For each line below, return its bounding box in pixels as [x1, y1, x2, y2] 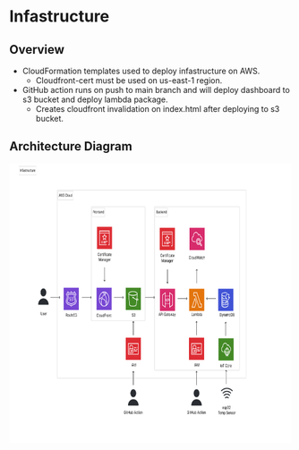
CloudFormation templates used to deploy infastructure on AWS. [21, 65, 261, 76]
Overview [9, 42, 65, 57]
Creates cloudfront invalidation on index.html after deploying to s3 [35, 104, 280, 114]
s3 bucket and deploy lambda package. [21, 94, 168, 105]
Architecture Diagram [9, 139, 132, 154]
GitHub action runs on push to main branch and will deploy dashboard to [21, 85, 291, 95]
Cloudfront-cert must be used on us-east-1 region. [35, 75, 223, 86]
